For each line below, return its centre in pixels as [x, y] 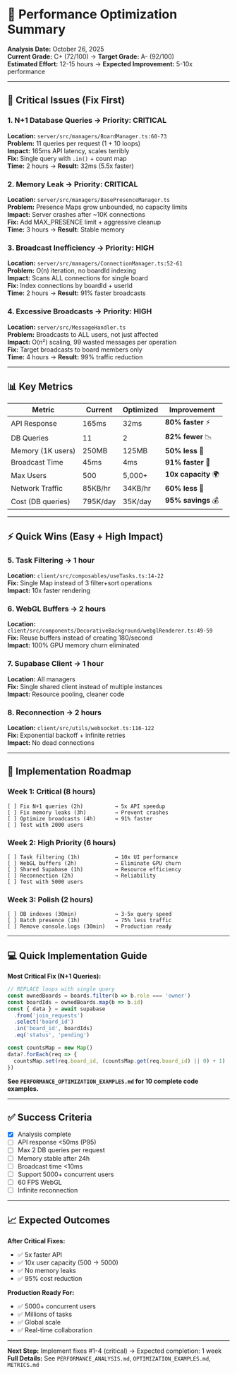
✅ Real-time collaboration [55, 1330]
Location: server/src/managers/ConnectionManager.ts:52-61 [95, 263]
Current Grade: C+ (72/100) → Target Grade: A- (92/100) [91, 56]
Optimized [140, 410]
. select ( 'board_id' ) [44, 1022]
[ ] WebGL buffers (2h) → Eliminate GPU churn [94, 863]
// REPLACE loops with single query [61, 989]
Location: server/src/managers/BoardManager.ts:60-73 [87, 136]
